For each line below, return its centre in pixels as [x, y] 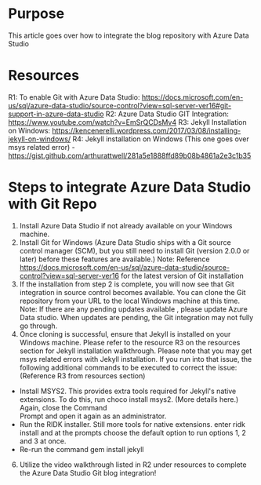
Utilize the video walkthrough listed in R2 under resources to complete [133, 465]
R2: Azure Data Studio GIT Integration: [167, 114]
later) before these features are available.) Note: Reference [114, 259]
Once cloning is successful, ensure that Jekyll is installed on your [125, 334]
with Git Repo [53, 204]
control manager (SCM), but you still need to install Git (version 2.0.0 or [134, 250]
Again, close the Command [63, 407]
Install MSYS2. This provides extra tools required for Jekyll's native [128, 391]
